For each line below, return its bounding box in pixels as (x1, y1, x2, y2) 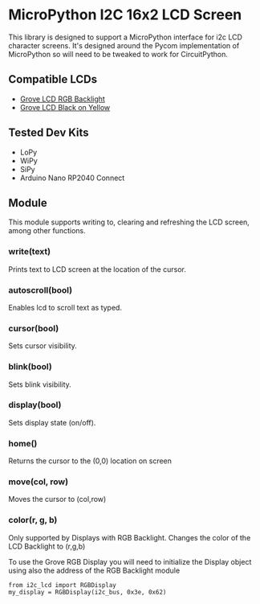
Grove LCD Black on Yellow (19, 102, 111, 112)
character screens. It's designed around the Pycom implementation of (8, 40, 240, 50)
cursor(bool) (8, 323, 59, 334)
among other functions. (8, 226, 86, 236)
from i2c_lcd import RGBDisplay (8, 581, 116, 589)
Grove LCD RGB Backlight (19, 94, 106, 104)
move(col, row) (8, 476, 69, 487)
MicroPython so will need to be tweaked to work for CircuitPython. (8, 49, 229, 59)
